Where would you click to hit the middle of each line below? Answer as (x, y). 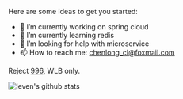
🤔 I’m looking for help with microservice (84, 44)
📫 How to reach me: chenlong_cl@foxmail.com (97, 52)
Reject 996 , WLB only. (44, 71)
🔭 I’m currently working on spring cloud (84, 27)
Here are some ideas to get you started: (73, 11)
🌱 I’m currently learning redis (67, 35)
